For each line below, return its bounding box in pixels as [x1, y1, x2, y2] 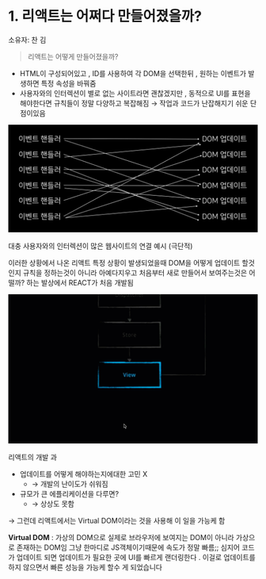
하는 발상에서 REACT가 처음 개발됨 [26, 278, 135, 287]
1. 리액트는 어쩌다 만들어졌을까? [8, 7, 203, 25]
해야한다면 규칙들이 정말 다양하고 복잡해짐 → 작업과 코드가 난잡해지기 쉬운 [19, 98, 249, 108]
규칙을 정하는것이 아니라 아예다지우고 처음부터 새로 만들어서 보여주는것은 [22, 267, 248, 278]
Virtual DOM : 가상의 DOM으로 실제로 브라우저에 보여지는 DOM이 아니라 [8, 532, 235, 542]
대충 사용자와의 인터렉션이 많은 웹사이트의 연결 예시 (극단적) [8, 241, 193, 251]
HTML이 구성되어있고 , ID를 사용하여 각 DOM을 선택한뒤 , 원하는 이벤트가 [19, 68, 247, 78]
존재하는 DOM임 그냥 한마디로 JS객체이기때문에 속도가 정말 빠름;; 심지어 [16, 543, 240, 552]
